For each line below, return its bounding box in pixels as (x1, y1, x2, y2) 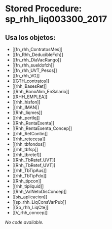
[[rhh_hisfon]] (12, 99, 40, 105)
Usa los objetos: (5, 33, 56, 42)
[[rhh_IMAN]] (12, 105, 39, 110)
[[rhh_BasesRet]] (12, 83, 47, 89)
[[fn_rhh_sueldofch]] (12, 62, 54, 68)
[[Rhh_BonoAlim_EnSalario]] (12, 89, 70, 94)
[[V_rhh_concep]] (12, 210, 48, 216)
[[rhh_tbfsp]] (12, 147, 38, 152)
